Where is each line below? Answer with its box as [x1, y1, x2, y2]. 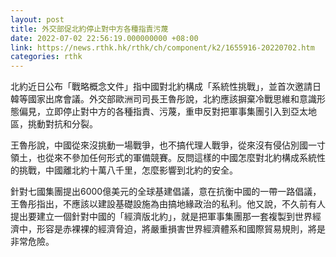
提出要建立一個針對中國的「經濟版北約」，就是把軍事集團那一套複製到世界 [10, 211, 313, 223]
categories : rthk [10, 52, 83, 62]
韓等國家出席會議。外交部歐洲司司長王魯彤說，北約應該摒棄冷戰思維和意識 [10, 93, 317, 105]
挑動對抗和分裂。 [27, 118, 98, 130]
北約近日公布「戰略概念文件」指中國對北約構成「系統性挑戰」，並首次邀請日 [10, 81, 322, 93]
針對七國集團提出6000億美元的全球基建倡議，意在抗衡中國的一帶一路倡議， [10, 186, 322, 198]
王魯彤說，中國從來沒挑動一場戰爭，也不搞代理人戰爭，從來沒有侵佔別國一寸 [10, 139, 326, 151]
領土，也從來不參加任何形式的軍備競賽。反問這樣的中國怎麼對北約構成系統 [10, 152, 317, 164]
